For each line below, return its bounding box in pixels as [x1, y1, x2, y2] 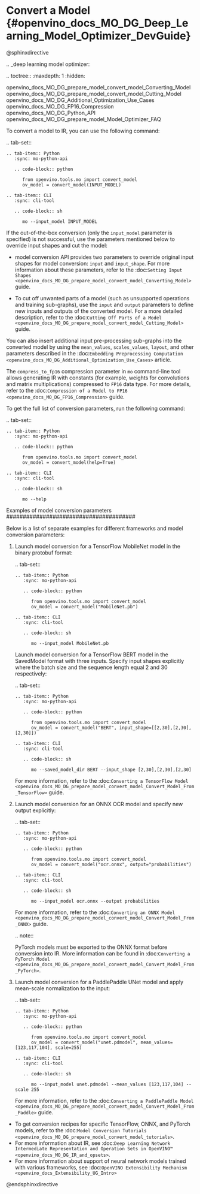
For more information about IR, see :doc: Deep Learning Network [14, 1139, 171, 1147]
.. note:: [14, 931, 34, 939]
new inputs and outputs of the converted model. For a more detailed [14, 307, 183, 315]
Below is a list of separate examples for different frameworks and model [6, 524, 183, 532]
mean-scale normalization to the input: [14, 984, 110, 992]
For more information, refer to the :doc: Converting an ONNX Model [14, 909, 175, 916]
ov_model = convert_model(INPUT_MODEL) [21, 182, 121, 188]
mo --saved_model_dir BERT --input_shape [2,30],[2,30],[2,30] [30, 767, 192, 773]
